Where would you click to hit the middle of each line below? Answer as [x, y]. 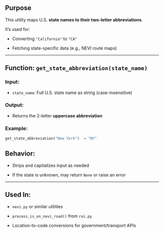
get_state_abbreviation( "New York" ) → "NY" [51, 138]
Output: [14, 105]
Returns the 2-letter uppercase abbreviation [57, 116]
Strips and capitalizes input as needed [51, 165]
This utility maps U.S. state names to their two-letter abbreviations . [74, 19]
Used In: [18, 195]
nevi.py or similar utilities [37, 206]
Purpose [18, 8]
